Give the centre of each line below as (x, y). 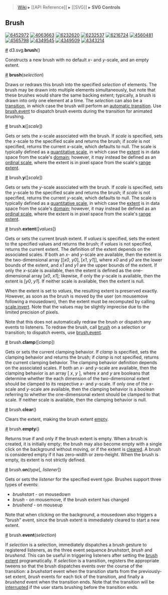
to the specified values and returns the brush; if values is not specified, (79, 244)
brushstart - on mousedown (41, 494)
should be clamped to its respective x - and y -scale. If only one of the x (78, 384)
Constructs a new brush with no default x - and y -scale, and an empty (77, 60)
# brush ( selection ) (25, 75)
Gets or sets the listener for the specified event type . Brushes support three (83, 479)
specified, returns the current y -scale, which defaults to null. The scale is (81, 198)
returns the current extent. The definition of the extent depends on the (78, 249)
